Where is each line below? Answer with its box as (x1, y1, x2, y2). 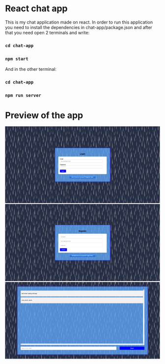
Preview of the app (5, 110, 83, 121)
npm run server (5, 93, 42, 98)
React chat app (5, 3, 68, 14)
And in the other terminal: (5, 66, 56, 72)
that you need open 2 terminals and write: (5, 29, 90, 35)
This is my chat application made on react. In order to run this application (5, 19, 153, 25)
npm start (5, 56, 28, 61)
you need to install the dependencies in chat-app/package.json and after (5, 24, 152, 30)
